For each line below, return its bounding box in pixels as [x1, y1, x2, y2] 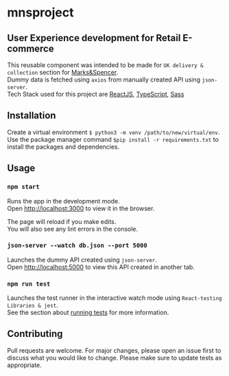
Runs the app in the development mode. [7, 197, 120, 205]
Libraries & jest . [7, 301, 58, 310]
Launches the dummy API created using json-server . [7, 255, 158, 264]
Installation [7, 110, 56, 121]
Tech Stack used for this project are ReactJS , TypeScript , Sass [7, 90, 184, 98]
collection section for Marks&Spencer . [7, 68, 119, 76]
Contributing [7, 328, 63, 340]
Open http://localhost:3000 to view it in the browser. [7, 204, 155, 212]
